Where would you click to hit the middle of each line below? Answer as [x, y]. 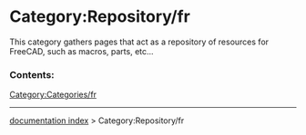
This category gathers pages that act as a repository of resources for [139, 42]
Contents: [32, 74]
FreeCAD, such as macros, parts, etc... [82, 51]
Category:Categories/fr [53, 95]
